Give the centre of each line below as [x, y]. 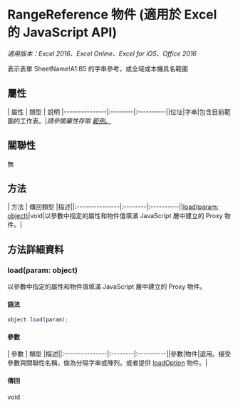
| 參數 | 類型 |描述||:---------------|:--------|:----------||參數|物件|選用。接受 [119, 354]
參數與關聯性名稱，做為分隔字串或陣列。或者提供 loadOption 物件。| [108, 363]
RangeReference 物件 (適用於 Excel [112, 15]
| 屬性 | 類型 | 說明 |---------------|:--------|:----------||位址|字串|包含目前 [116, 112]
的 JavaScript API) [62, 32]
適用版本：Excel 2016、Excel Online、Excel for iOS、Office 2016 [102, 53]
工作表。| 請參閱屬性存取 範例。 [66, 120]
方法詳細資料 [36, 249]
